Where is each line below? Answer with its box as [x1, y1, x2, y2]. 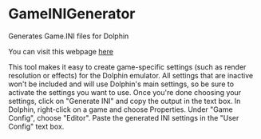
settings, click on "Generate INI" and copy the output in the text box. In [8, 96, 241, 105]
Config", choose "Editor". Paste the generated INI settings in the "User [8, 113, 239, 122]
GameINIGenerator [8, 5, 136, 23]
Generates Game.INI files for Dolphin [8, 31, 129, 41]
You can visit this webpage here [8, 46, 114, 56]
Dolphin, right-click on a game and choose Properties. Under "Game [8, 105, 233, 114]
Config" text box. [8, 121, 65, 131]
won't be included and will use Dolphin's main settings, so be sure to [8, 79, 234, 89]
